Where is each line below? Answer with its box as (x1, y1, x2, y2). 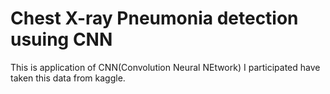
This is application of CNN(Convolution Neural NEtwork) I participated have (10, 61, 321, 73)
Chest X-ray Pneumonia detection (10, 7, 299, 30)
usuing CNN (10, 28, 113, 51)
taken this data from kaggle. (10, 72, 126, 84)
